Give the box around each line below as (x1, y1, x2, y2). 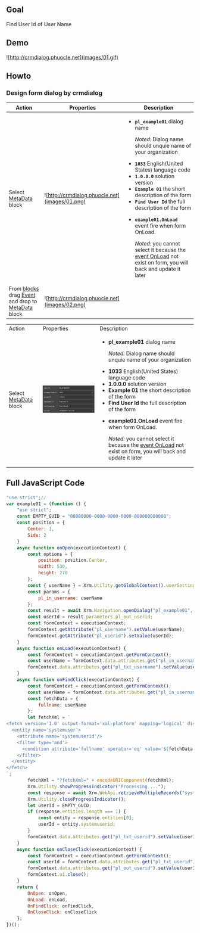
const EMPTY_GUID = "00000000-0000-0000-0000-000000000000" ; (17, 514, 171, 520)
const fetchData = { (27, 695, 79, 702)
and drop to (8, 298, 37, 305)
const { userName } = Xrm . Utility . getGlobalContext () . (27, 582, 167, 589)
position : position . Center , (37, 557, 108, 564)
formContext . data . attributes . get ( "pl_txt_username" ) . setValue (27, 664, 185, 670)
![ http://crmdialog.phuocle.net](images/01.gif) (6, 54, 119, 61)
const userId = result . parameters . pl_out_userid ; (27, 614, 153, 620)
